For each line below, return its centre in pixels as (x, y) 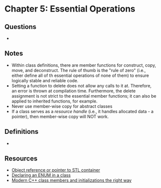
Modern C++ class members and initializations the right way (71, 180)
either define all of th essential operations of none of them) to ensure (80, 75)
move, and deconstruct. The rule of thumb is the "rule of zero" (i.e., (79, 70)
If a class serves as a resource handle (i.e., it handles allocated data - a (82, 111)
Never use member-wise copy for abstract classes (62, 106)
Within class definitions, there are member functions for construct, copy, (84, 65)
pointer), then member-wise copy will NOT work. (60, 116)
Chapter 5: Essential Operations (70, 9)
